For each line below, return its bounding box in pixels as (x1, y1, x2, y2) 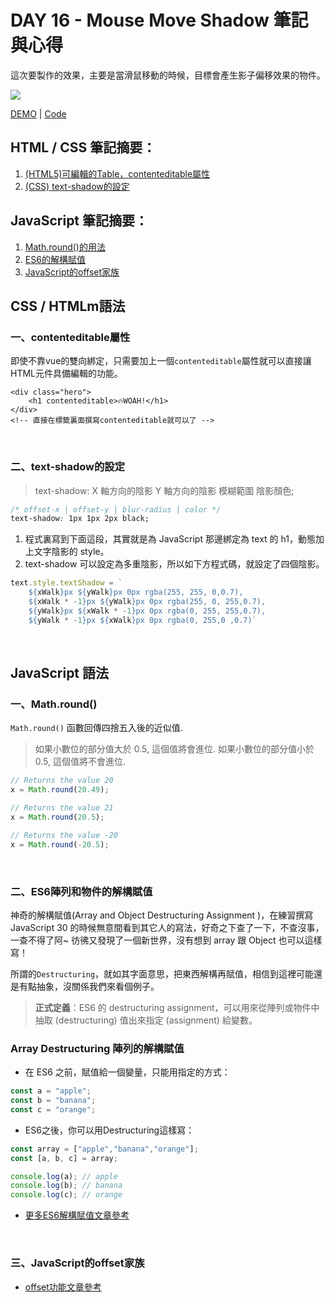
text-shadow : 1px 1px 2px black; (10, 514, 150, 524)
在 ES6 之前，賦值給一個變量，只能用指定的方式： (24, 1066, 231, 1078)
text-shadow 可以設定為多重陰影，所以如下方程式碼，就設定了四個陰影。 (24, 558, 325, 570)
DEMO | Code (10, 107, 67, 120)
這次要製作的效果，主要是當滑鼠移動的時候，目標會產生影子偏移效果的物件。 (10, 69, 326, 81)
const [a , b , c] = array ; (10, 1153, 118, 1163)
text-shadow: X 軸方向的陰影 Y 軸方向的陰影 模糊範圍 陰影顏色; (34, 484, 295, 496)
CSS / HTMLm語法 (10, 297, 126, 315)
